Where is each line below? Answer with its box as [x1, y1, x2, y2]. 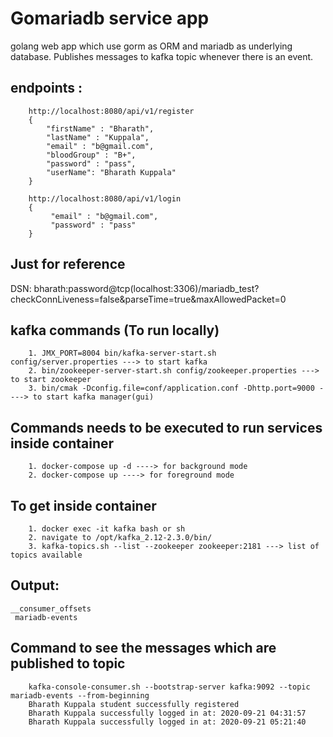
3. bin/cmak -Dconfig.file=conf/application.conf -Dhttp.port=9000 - [28, 383, 325, 394]
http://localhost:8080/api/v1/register [28, 106, 195, 116]
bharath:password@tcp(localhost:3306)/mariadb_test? [33, 282, 260, 294]
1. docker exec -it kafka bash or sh [28, 524, 186, 534]
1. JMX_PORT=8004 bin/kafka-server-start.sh [28, 348, 217, 359]
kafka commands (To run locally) [10, 322, 220, 339]
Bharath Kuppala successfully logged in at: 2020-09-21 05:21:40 [28, 717, 307, 727]
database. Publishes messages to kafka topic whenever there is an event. [10, 50, 314, 62]
